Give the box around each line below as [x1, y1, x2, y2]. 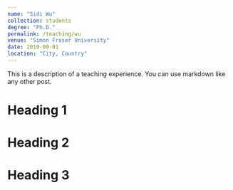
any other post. [7, 77, 52, 85]
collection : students [7, 17, 72, 24]
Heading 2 [7, 134, 70, 151]
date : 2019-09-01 [7, 43, 59, 51]
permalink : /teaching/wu [7, 30, 81, 38]
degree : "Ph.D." [7, 23, 56, 31]
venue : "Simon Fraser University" [7, 37, 110, 44]
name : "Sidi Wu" [7, 10, 56, 18]
